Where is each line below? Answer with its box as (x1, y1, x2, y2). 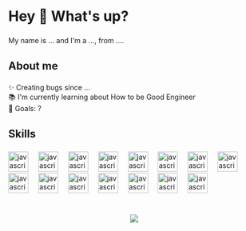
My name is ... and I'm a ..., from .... (8, 36, 125, 46)
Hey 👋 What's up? (8, 7, 129, 26)
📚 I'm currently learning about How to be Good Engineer (8, 92, 196, 102)
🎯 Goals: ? (8, 104, 42, 114)
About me (8, 59, 58, 73)
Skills (8, 127, 36, 141)
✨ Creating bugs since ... (8, 83, 90, 93)
